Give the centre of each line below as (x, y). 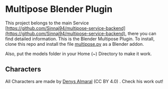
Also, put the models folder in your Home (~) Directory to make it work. (78, 54)
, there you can (141, 33)
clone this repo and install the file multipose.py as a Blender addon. (75, 44)
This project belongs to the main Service (47, 23)
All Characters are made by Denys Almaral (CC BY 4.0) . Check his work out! (84, 81)
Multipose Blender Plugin (59, 9)
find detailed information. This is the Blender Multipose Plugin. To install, (80, 39)
